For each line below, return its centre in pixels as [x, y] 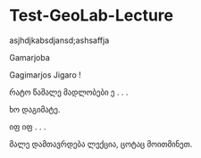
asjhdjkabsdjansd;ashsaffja [59, 40]
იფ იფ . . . [28, 127]
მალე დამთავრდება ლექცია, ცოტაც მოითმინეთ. [101, 144]
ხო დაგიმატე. [35, 109]
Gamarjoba [30, 57]
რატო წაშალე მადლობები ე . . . [69, 92]
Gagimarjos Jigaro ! [46, 75]
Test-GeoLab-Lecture [92, 16]
